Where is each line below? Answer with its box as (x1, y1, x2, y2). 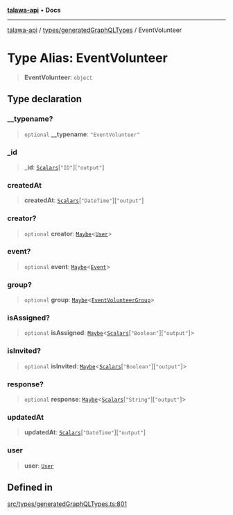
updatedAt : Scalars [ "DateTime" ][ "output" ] (24, 428, 146, 436)
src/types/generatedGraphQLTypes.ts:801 (7, 500, 127, 508)
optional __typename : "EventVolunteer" (24, 130, 140, 138)
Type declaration (7, 93, 82, 105)
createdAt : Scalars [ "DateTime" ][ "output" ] (24, 196, 144, 204)
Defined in (7, 481, 53, 493)
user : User (24, 461, 54, 470)
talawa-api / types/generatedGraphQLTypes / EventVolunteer (7, 26, 182, 34)
